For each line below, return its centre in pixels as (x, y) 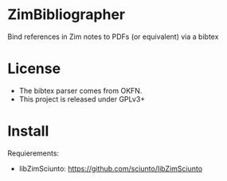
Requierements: (33, 153)
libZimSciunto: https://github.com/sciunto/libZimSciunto (111, 168)
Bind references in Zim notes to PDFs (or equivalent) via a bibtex (113, 37)
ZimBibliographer (66, 15)
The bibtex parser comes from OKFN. (80, 90)
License (34, 69)
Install (28, 131)
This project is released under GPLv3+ (82, 99)
